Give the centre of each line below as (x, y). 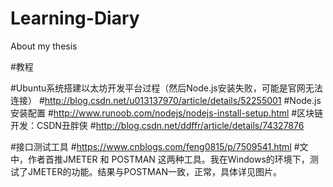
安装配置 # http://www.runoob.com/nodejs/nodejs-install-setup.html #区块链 (167, 113)
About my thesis (44, 46)
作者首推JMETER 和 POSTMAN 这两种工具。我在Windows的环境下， (168, 159)
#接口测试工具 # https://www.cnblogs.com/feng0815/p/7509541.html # (155, 146)
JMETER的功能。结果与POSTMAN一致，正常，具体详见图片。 (154, 171)
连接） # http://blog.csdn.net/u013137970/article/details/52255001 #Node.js (166, 100)
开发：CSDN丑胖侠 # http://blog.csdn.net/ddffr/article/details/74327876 (157, 125)
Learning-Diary (75, 18)
